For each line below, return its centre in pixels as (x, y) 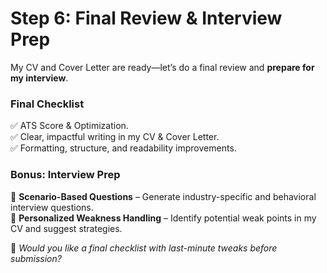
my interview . (39, 78)
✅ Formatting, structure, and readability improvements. (123, 148)
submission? (36, 258)
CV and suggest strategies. (66, 228)
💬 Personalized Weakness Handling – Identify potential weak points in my (163, 218)
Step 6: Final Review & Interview (146, 18)
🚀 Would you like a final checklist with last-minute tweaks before (144, 248)
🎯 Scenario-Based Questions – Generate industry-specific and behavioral (163, 196)
